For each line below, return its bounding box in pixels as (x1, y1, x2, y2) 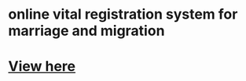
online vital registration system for (8, 5, 238, 23)
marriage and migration (8, 22, 165, 40)
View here (8, 58, 76, 76)
